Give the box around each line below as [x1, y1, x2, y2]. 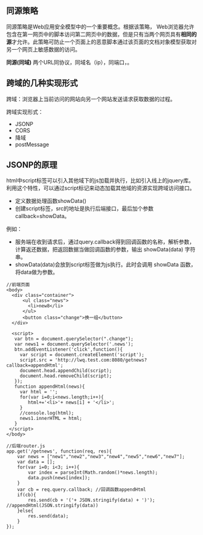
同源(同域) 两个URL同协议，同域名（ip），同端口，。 [6, 58, 133, 65]
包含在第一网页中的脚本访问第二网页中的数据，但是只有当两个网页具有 [6, 30, 181, 38]
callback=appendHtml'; [6, 362, 63, 368]
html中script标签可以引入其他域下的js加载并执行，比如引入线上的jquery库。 [6, 177, 195, 184]
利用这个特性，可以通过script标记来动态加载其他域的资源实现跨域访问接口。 [6, 184, 195, 192]
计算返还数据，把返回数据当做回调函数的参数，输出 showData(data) [14, 246, 184, 253]
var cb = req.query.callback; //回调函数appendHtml [17, 487, 146, 493]
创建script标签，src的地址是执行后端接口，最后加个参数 [14, 205, 154, 212]
